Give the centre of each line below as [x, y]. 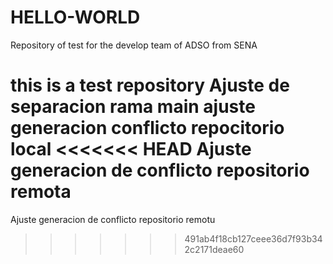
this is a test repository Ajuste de [150, 85]
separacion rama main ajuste [133, 107]
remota [41, 192]
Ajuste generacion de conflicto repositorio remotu [113, 219]
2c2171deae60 [214, 249]
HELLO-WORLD [75, 17]
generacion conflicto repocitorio [147, 128]
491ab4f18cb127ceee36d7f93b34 [253, 238]
